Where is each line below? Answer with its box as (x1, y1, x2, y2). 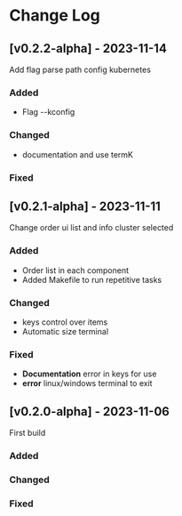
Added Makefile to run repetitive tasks (21, 274, 162, 285)
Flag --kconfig (21, 107, 75, 117)
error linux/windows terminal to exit (21, 378, 153, 389)
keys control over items (21, 317, 108, 327)
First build (9, 428, 46, 439)
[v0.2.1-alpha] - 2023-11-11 (9, 198, 162, 214)
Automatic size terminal (21, 326, 109, 336)
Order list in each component (21, 264, 130, 276)
